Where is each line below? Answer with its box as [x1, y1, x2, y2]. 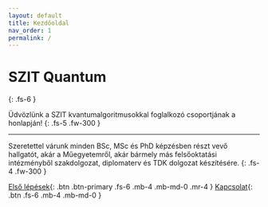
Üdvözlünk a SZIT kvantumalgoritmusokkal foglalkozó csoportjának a [8, 110, 236, 119]
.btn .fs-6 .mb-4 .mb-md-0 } [8, 190, 102, 200]
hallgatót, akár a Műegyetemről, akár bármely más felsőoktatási [8, 150, 218, 159]
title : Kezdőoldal [8, 19, 69, 27]
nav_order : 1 [8, 26, 52, 34]
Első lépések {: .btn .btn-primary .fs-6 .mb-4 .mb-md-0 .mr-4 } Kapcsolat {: [8, 182, 253, 192]
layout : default [8, 11, 62, 20]
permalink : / [8, 33, 52, 42]
